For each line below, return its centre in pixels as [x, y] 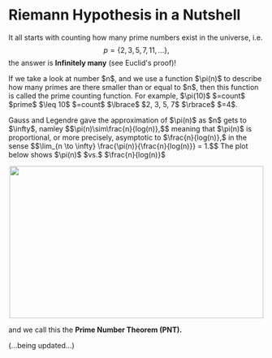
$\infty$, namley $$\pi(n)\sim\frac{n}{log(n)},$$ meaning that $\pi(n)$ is [130, 128]
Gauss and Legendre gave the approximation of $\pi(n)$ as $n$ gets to [128, 120]
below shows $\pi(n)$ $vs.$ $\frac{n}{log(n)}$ [87, 154]
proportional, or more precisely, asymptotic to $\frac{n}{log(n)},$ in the [128, 137]
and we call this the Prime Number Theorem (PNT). [95, 330]
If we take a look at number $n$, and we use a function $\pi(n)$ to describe [135, 78]
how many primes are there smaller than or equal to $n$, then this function [134, 87]
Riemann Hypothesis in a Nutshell [125, 15]
